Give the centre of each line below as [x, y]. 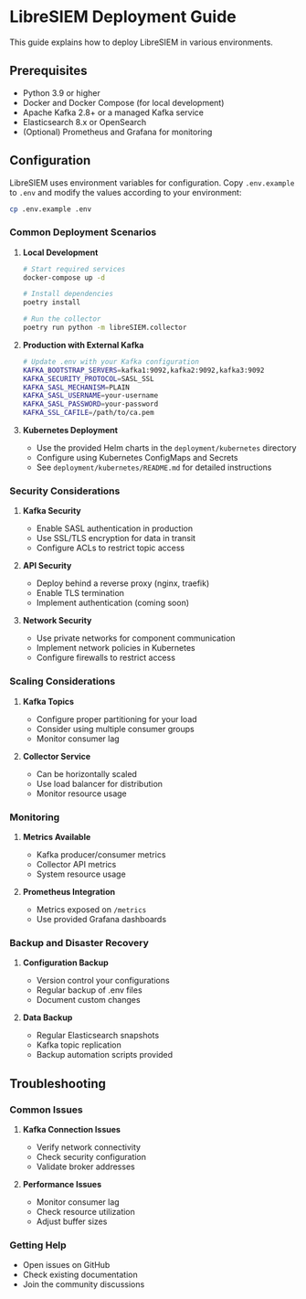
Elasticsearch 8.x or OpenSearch [84, 122]
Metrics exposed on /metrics [91, 910]
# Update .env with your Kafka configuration [111, 362]
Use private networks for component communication [136, 638]
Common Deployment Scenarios [83, 232]
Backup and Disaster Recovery [79, 942]
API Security [47, 566]
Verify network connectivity [89, 1147]
